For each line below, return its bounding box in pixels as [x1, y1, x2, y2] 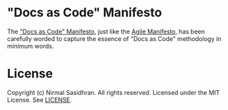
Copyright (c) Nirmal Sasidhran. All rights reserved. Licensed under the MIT [7, 88, 220, 96]
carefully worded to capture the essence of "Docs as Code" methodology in [7, 34, 222, 42]
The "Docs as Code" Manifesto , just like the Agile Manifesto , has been [7, 27, 205, 36]
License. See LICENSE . [7, 96, 72, 104]
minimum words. [7, 42, 54, 50]
